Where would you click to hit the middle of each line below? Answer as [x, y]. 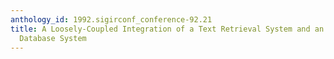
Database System [53, 38]
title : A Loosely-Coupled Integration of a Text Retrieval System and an [167, 29]
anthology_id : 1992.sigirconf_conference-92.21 [111, 19]
